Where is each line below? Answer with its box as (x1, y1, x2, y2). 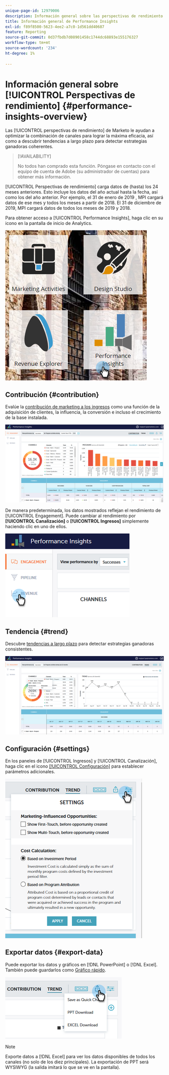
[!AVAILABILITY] (17, 153, 51, 159)
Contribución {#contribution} (5, 390, 100, 399)
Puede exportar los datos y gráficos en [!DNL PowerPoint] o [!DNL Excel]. (5, 961, 158, 967)
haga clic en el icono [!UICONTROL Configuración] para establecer (5, 763, 144, 769)
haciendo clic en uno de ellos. (5, 524, 67, 530)
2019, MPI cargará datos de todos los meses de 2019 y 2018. (5, 205, 131, 211)
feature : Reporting (5, 29, 46, 35)
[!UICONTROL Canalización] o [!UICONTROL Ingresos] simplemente (5, 518, 149, 524)
